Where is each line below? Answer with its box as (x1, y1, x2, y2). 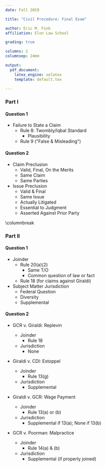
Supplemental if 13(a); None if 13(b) (27, 420, 101, 426)
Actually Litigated (20, 199, 57, 205)
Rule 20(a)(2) (20, 261, 48, 268)
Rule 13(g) (27, 373, 49, 379)
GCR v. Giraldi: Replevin (12, 322, 62, 328)
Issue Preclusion (12, 183, 47, 189)
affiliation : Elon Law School (5, 30, 69, 36)
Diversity (20, 294, 39, 300)
